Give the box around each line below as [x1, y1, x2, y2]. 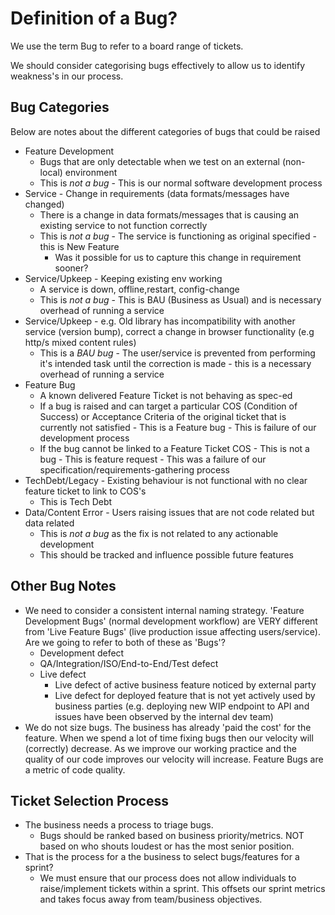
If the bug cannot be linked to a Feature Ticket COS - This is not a [39, 442, 310, 454]
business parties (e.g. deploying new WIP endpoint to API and [54, 700, 310, 712]
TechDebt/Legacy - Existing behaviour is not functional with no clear [24, 474, 308, 486]
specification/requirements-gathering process [39, 463, 230, 476]
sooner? [54, 262, 89, 274]
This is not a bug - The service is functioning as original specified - [39, 230, 317, 242]
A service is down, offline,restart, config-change [39, 283, 240, 295]
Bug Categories [10, 99, 110, 116]
